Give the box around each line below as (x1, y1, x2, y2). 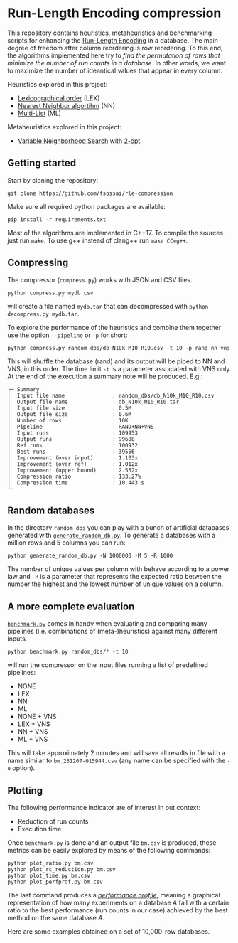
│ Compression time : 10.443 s (7, 479, 144, 486)
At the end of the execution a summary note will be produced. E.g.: (7, 372, 203, 380)
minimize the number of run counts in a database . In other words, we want (7, 58, 226, 67)
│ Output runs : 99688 (7, 435, 135, 442)
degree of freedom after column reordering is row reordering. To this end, (7, 43, 223, 52)
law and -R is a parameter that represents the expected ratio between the (7, 572, 222, 581)
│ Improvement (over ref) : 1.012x (7, 460, 139, 467)
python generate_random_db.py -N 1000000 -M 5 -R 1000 (7, 553, 173, 560)
